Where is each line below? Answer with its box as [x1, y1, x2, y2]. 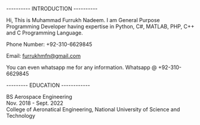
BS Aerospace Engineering [6, 93, 73, 100]
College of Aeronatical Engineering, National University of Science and [6, 106, 180, 112]
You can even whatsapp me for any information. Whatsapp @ [6, 64, 157, 71]
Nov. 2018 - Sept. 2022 [6, 99, 64, 107]
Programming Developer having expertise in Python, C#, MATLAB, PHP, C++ [6, 23, 195, 30]
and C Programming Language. [6, 29, 84, 36]
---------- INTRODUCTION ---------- [6, 5, 98, 12]
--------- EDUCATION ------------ [6, 82, 91, 89]
